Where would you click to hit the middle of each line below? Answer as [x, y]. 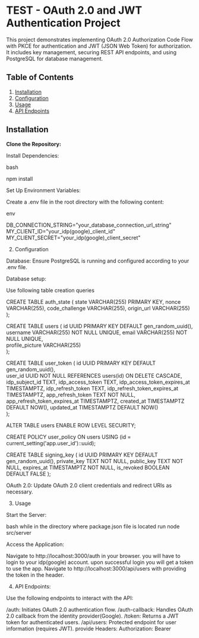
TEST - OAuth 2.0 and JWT [74, 10]
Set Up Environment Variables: [44, 190]
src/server [19, 532]
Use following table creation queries [50, 290]
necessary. [20, 491]
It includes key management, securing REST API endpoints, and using [91, 52]
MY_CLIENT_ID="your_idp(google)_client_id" [61, 231]
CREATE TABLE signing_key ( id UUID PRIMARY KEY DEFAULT [82, 455]
